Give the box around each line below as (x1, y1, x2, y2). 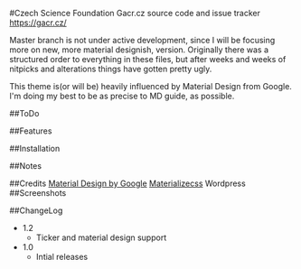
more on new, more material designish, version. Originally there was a (9, 44, 269, 55)
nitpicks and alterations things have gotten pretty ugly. (9, 63, 212, 74)
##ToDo (9, 108, 40, 118)
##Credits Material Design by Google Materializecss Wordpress (9, 178, 246, 189)
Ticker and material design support (35, 232, 167, 243)
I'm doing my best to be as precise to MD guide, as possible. (9, 90, 235, 101)
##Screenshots (9, 188, 67, 198)
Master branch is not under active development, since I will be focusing (9, 35, 276, 45)
